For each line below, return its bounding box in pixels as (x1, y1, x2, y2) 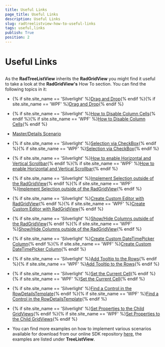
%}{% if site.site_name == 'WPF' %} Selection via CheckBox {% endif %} (12, 146, 159, 151)
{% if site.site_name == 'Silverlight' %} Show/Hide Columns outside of (12, 216, 154, 222)
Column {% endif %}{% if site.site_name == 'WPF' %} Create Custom (12, 241, 152, 247)
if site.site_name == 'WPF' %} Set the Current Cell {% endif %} (19, 276, 145, 282)
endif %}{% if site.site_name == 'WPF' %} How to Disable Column (12, 116, 146, 122)
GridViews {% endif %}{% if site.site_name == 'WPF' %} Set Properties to (12, 311, 160, 317)
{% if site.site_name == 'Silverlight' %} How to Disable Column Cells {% (12, 111, 156, 117)
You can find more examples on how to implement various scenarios (12, 326, 152, 332)
